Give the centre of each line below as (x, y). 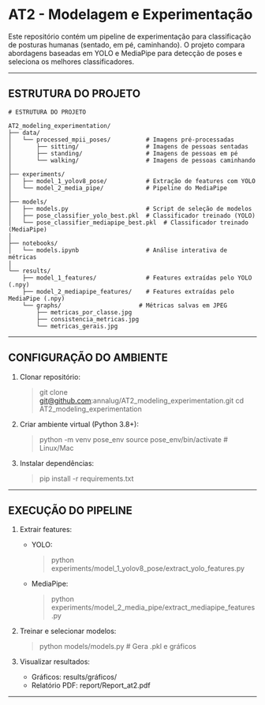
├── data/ (24, 133)
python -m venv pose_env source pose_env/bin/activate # (134, 439)
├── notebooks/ (33, 243)
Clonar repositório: (50, 377)
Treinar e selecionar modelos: (68, 631)
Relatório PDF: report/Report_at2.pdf (91, 685)
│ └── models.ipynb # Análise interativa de (118, 250)
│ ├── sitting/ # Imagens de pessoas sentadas (128, 146)
